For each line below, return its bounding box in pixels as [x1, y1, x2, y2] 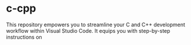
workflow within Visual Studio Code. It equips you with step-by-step [6, 27, 170, 34]
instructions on [6, 33, 42, 40]
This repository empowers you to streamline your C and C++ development [6, 21, 186, 28]
